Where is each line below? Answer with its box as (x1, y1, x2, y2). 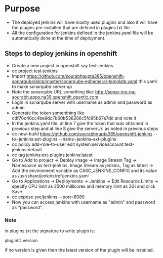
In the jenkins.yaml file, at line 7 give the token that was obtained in (11, 120, 149, 126)
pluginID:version (4, 238, 38, 244)
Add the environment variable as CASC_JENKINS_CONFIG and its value (11, 168, 157, 173)
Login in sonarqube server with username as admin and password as (11, 99, 153, 105)
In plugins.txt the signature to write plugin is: (4, 228, 95, 234)
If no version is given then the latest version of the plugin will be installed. (4, 247, 154, 253)
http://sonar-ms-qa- (95, 88, 136, 94)
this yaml (138, 78, 157, 84)
